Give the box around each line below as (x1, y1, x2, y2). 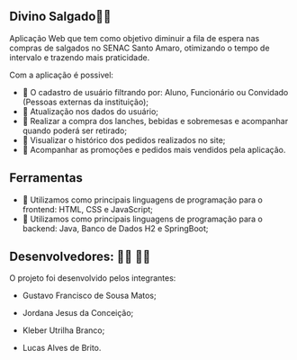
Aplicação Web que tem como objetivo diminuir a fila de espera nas (9, 32, 260, 43)
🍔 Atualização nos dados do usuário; (22, 105, 159, 117)
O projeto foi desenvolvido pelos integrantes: (9, 273, 176, 283)
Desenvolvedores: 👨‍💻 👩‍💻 (9, 249, 151, 265)
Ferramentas (9, 170, 83, 185)
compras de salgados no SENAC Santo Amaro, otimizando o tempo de (9, 42, 270, 53)
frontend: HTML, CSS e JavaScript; (22, 203, 153, 214)
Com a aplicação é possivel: (9, 69, 114, 80)
